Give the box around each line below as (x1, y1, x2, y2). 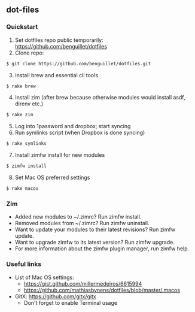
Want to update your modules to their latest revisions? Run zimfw (14, 226, 175, 233)
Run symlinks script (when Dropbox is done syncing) (14, 129, 145, 137)
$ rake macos (6, 186, 39, 192)
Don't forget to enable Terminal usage (23, 299, 118, 306)
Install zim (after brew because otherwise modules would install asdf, (14, 94, 185, 101)
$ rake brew (6, 83, 36, 89)
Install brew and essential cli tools (14, 71, 99, 78)
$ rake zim (6, 112, 33, 118)
